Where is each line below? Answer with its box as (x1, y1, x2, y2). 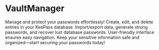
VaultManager (5, 3, 65, 14)
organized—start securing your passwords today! (5, 39, 106, 45)
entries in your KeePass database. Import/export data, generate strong (5, 24, 148, 30)
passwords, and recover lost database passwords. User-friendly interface (5, 29, 155, 35)
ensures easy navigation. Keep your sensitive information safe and (5, 34, 140, 40)
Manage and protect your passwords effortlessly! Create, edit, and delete (5, 19, 154, 25)
